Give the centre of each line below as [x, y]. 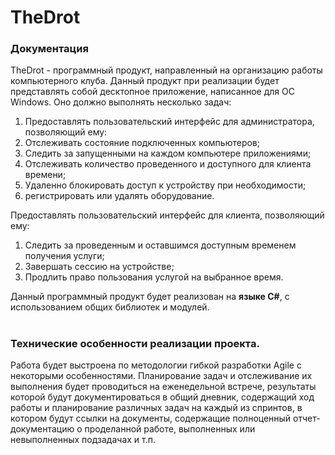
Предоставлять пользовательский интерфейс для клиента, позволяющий [167, 215]
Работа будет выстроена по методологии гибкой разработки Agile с [156, 365]
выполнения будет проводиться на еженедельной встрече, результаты [163, 387]
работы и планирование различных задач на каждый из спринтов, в [156, 408]
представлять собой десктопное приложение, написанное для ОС [152, 92]
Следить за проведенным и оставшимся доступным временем [160, 245]
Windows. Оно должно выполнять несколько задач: [121, 102]
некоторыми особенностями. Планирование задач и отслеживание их [161, 376]
